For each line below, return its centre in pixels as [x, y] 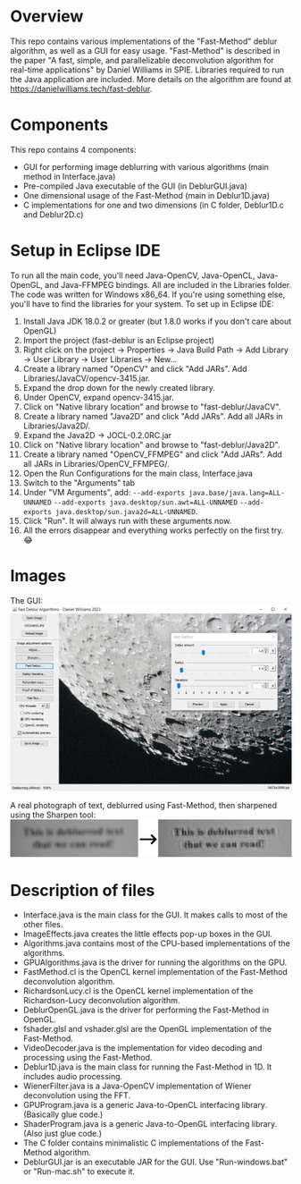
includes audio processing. [73, 1077]
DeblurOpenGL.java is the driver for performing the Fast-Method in [146, 1010]
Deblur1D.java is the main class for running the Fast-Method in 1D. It [147, 1067]
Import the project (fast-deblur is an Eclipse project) [119, 340]
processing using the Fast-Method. [88, 1058]
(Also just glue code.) [62, 1134]
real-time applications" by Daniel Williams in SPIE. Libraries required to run [147, 70]
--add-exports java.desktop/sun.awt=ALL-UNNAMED [146, 503]
